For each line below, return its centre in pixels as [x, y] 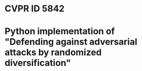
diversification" [38, 63]
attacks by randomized [53, 52]
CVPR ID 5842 [35, 9]
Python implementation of [60, 32]
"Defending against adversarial [71, 42]
